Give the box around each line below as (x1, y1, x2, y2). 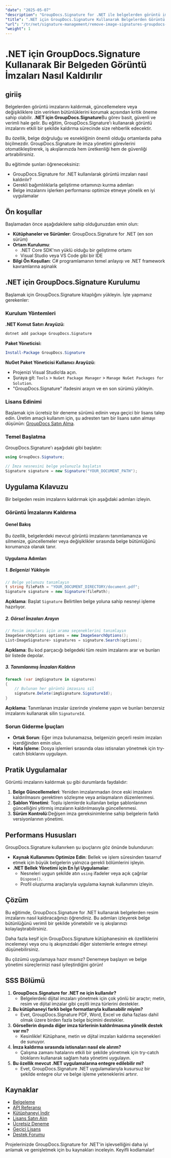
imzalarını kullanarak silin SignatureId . (5, 711, 85, 717)
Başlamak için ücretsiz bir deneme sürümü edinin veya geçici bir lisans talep (5, 410, 165, 416)
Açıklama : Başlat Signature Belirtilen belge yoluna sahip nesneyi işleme (5, 599, 155, 605)
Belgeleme (12, 1099, 36, 1105)
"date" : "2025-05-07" (5, 7, 51, 13)
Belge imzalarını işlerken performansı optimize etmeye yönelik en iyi (12, 187, 155, 193)
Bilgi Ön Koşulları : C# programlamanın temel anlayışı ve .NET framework (12, 258, 165, 264)
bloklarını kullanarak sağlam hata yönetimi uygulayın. (20, 1055, 131, 1061)
